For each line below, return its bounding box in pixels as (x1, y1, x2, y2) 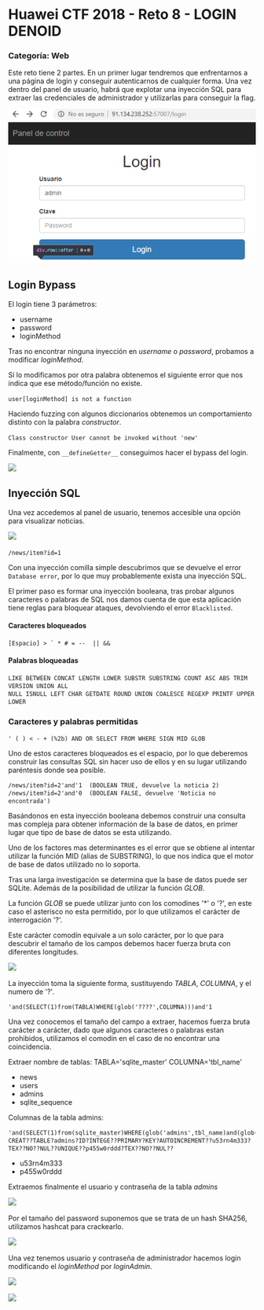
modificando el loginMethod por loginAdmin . (8, 1262, 152, 1271)
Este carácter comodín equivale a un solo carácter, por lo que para (8, 930, 224, 940)
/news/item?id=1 (8, 549, 61, 557)
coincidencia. (8, 1042, 52, 1051)
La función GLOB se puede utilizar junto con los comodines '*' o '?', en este (8, 899, 253, 908)
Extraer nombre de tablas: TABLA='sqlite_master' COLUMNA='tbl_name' (8, 1058, 242, 1067)
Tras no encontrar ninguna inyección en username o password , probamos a (8, 346, 255, 355)
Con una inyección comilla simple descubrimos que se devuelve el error (8, 562, 242, 572)
